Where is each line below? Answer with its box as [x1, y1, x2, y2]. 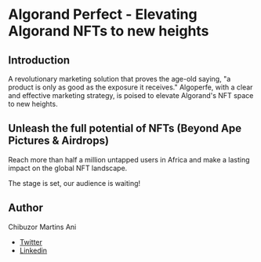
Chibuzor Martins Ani [8, 222, 77, 231]
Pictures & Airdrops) [8, 134, 110, 147]
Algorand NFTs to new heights [8, 22, 209, 40]
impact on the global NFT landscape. [8, 163, 128, 173]
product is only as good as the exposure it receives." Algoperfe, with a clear [8, 82, 253, 92]
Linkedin [19, 246, 48, 255]
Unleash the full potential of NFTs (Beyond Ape [8, 122, 241, 135]
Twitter [19, 237, 43, 246]
